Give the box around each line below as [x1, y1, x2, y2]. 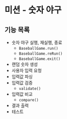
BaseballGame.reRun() [18, 51, 63, 56]
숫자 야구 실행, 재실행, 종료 [11, 40, 63, 45]
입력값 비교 [11, 91, 33, 97]
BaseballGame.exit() [18, 57, 61, 61]
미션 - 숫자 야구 [4, 4, 62, 16]
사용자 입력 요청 [11, 67, 42, 73]
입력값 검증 [11, 80, 33, 86]
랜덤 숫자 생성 [11, 61, 38, 67]
